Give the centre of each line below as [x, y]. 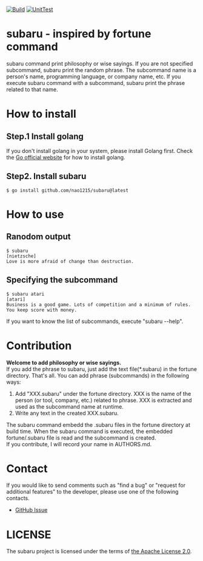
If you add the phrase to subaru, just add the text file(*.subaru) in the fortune [101, 369]
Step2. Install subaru [46, 176]
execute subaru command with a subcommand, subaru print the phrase [96, 83]
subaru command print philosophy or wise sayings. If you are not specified [100, 63]
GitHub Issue [31, 510]
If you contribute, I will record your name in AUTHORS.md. [79, 444]
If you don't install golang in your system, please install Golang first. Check [99, 151]
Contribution [39, 345]
